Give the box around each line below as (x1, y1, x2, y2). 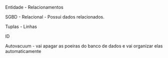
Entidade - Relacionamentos (5, 4, 64, 10)
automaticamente (5, 48, 42, 54)
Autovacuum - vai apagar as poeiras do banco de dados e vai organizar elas (5, 43, 163, 49)
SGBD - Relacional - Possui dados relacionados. (5, 14, 104, 19)
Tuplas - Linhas (5, 23, 37, 29)
